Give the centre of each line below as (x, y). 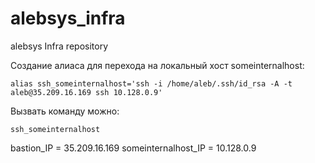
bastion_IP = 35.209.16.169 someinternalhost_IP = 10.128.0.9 (133, 148)
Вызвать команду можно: (65, 111)
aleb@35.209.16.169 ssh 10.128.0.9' (86, 92)
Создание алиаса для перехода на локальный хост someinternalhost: (157, 65)
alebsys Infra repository (59, 46)
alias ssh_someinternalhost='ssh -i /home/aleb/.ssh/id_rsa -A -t (151, 83)
